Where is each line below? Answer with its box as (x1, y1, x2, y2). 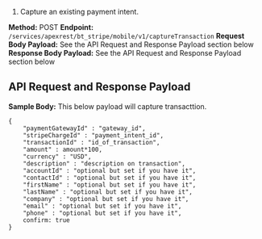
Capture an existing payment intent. (19, 7, 139, 16)
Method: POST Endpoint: (8, 23, 94, 31)
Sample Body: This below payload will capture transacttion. (8, 101, 207, 111)
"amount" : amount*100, (23, 145, 103, 153)
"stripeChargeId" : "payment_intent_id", (23, 131, 164, 140)
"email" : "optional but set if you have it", (23, 202, 182, 210)
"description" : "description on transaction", (23, 159, 185, 168)
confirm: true (23, 216, 70, 224)
